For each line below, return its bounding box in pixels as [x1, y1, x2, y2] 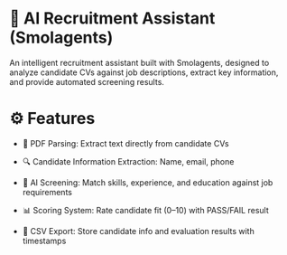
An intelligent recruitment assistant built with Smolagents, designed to [9, 57, 270, 68]
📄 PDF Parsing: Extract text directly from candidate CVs [22, 137, 229, 148]
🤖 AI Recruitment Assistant [9, 8, 216, 29]
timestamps [22, 235, 67, 246]
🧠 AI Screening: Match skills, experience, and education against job [22, 176, 273, 188]
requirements [22, 186, 72, 197]
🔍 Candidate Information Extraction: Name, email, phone [22, 156, 235, 166]
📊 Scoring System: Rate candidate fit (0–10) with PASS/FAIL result [22, 204, 269, 215]
